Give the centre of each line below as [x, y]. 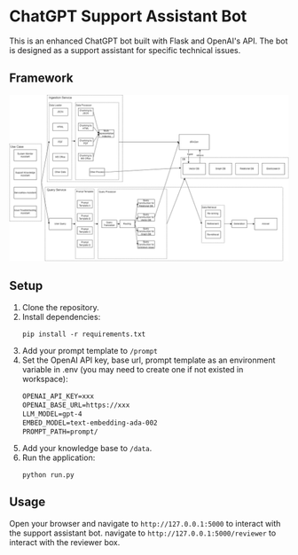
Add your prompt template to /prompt [90, 350]
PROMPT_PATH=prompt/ [60, 432]
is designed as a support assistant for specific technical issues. [125, 50]
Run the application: [59, 457]
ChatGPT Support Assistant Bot [128, 16]
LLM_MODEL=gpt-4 [52, 414]
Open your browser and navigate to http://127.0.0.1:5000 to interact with [145, 523]
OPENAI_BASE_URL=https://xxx [76, 405]
